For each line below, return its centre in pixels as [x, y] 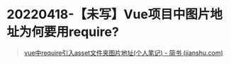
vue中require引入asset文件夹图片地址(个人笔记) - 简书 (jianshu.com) [124, 53]
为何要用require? [69, 32]
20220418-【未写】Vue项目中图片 [108, 14]
